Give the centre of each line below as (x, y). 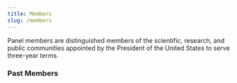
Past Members (33, 73)
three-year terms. (33, 55)
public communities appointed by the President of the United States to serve (118, 48)
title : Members (30, 14)
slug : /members (30, 20)
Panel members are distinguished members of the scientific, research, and (116, 40)
